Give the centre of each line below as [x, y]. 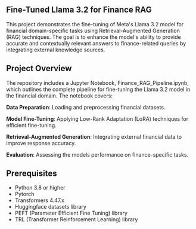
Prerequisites [32, 174]
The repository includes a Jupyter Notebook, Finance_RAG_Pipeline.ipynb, [98, 83]
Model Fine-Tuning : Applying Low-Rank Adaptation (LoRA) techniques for [97, 118]
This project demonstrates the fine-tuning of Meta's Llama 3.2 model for [95, 24]
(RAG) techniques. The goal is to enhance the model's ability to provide [94, 37]
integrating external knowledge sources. [56, 50]
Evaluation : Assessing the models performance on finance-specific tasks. [97, 154]
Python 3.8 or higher [40, 188]
